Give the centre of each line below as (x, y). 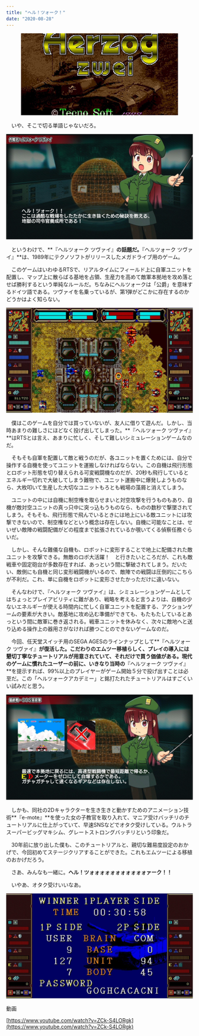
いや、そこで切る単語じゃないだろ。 (55, 126)
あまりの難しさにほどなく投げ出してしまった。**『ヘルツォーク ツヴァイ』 (101, 430)
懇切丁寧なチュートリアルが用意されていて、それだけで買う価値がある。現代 (99, 656)
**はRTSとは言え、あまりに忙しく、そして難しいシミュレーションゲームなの (99, 438)
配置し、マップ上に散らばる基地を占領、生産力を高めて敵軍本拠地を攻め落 (97, 277)
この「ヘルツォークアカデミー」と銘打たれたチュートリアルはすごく (105, 679)
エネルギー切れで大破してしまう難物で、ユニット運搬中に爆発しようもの (94, 480)
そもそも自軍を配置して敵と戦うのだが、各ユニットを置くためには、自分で (102, 458)
